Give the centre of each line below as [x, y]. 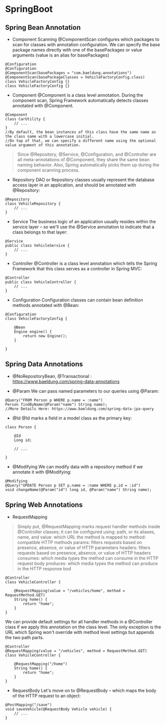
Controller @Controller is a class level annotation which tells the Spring [85, 263]
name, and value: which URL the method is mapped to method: [82, 537]
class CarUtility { [25, 119]
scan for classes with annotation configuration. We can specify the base [86, 45]
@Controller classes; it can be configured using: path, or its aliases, [86, 532]
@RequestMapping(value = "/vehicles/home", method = [70, 591]
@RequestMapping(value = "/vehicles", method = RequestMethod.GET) [76, 651]
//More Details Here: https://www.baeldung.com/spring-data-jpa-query [80, 409]
